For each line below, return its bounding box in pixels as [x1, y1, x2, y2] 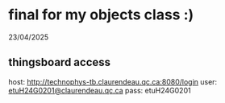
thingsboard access [8, 56, 111, 69]
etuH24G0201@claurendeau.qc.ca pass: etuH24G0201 [8, 85, 191, 95]
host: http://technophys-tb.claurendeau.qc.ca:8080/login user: [8, 76, 218, 86]
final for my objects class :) [8, 6, 194, 24]
